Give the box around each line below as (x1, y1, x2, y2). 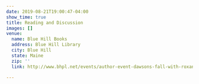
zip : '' (11, 58, 31, 64)
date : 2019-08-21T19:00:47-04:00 (6, 8, 89, 15)
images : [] (6, 25, 33, 31)
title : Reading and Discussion (6, 20, 84, 25)
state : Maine (11, 53, 44, 59)
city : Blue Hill (11, 47, 52, 53)
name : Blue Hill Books (11, 36, 68, 42)
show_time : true (6, 14, 46, 20)
